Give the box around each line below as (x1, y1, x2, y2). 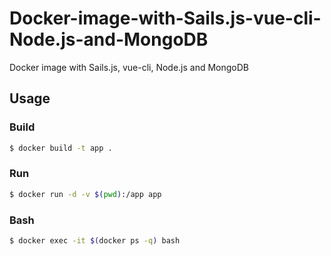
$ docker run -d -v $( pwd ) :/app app (9, 189, 162, 199)
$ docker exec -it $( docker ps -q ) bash (9, 235, 181, 246)
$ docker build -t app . (9, 143, 113, 153)
